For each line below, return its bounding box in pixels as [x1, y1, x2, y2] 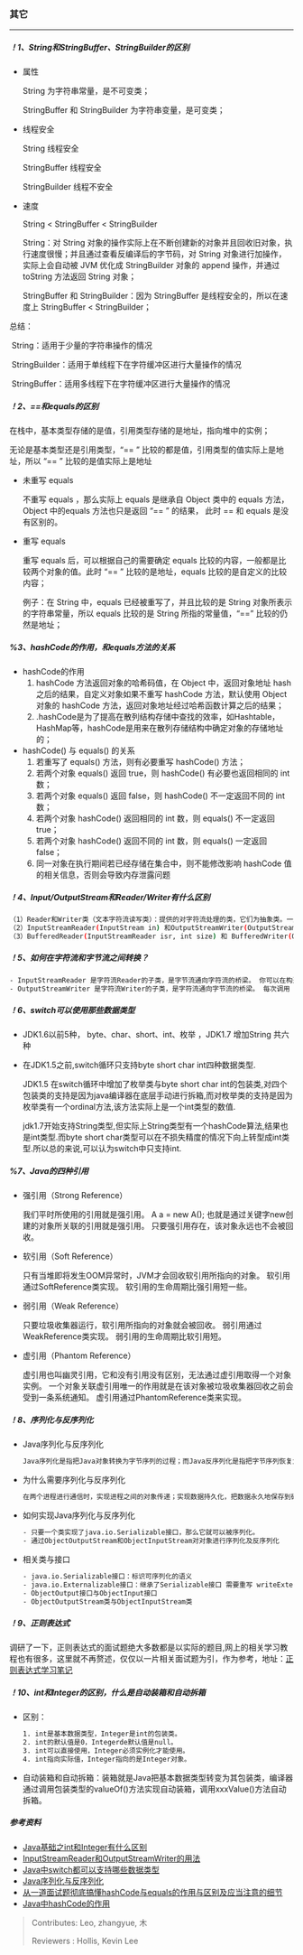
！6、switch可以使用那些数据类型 [9, 1005, 135, 1016]
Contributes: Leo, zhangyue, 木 [31, 1917, 148, 1928]
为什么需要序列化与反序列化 [22, 1475, 126, 1485]
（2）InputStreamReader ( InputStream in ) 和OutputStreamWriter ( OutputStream [9, 924, 297, 933]
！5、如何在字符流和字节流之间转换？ [9, 953, 149, 964]
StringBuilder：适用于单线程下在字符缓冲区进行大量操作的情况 [11, 359, 242, 370]
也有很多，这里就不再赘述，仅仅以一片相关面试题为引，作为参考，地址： [16, 1653, 286, 1664]
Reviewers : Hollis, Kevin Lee [31, 1935, 139, 1946]
